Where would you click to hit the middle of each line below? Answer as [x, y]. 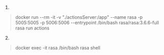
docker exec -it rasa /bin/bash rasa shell [58, 48]
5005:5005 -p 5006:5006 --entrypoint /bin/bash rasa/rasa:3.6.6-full [87, 23]
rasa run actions [32, 28]
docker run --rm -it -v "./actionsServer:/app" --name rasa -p [79, 17]
